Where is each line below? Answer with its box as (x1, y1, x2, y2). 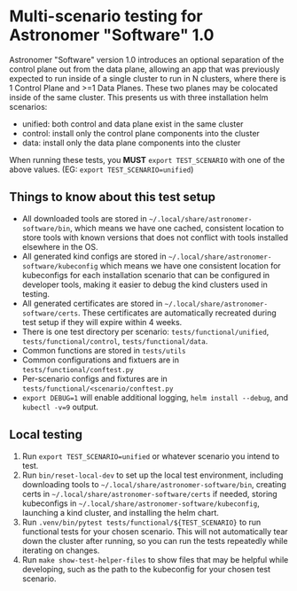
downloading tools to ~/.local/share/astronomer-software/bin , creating (21, 478, 286, 489)
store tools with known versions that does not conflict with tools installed (21, 232, 289, 243)
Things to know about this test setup (9, 190, 215, 205)
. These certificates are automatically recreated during (78, 307, 277, 318)
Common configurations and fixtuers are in (21, 354, 180, 365)
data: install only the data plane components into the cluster (21, 137, 241, 148)
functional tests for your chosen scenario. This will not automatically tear (21, 525, 288, 537)
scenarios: (9, 101, 48, 112)
